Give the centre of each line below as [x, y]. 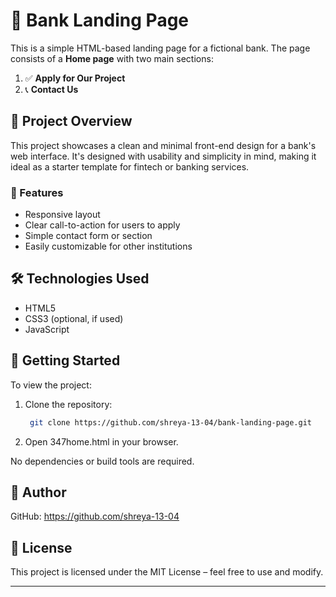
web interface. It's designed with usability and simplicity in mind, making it [163, 156]
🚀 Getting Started [65, 360]
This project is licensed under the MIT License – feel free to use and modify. [167, 572]
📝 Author [38, 492]
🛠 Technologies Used [80, 279]
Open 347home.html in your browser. [101, 441]
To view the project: [51, 385]
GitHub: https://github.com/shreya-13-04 [95, 516]
